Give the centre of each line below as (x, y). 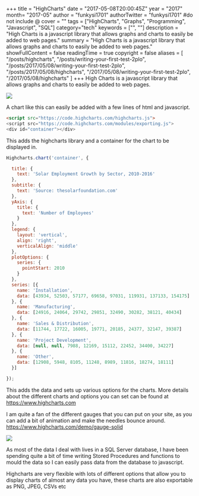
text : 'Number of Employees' (58, 213)
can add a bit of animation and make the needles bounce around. (86, 420)
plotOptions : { (30, 257)
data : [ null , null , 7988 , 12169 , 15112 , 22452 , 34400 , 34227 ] (95, 346)
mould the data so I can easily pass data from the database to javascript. (95, 462)
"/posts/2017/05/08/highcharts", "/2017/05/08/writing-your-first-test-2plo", (99, 72)
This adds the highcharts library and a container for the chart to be (88, 141)
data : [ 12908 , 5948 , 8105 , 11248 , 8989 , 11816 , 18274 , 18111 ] (95, 363)
